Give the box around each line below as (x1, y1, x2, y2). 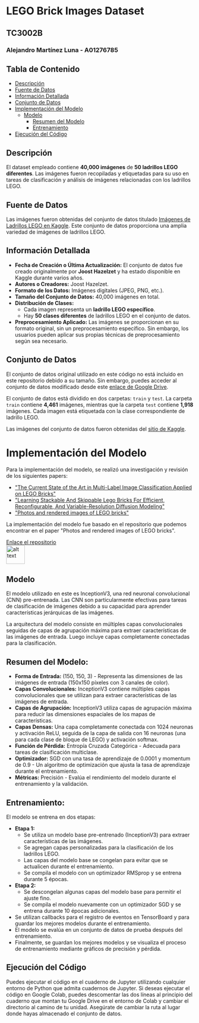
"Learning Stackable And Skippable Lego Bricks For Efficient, (14, 496, 165, 503)
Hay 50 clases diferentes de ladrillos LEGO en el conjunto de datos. (23, 312, 191, 319)
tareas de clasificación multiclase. (14, 749, 99, 756)
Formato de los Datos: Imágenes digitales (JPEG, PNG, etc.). (14, 287, 165, 294)
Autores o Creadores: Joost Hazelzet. (14, 280, 109, 287)
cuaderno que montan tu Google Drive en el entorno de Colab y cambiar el (6, 997, 189, 1005)
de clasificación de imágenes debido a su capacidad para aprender (6, 603, 171, 610)
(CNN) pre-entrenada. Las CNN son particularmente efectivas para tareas (6, 596, 187, 604)
